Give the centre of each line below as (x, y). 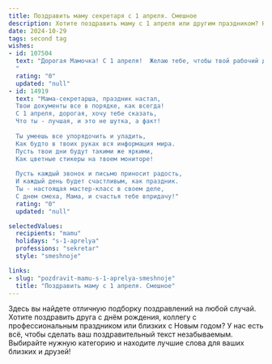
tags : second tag (38, 38)
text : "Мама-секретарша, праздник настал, (88, 99)
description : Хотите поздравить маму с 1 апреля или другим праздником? (134, 23)
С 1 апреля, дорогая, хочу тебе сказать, (87, 114)
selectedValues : (36, 226)
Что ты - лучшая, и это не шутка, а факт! (88, 121)
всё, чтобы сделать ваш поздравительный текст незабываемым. (121, 334)
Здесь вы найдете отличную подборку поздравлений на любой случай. (132, 309)
